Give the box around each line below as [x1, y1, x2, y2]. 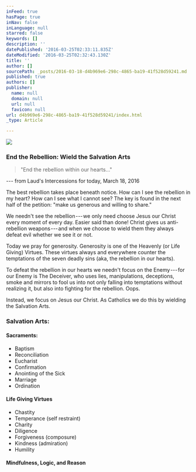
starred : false [6, 30, 43, 36]
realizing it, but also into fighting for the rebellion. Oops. [6, 285, 140, 292]
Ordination [14, 382, 40, 389]
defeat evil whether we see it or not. [6, 231, 93, 238]
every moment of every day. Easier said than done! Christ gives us [6, 219, 166, 226]
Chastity [14, 408, 35, 416]
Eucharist [14, 357, 38, 364]
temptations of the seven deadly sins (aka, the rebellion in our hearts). [6, 255, 176, 262]
